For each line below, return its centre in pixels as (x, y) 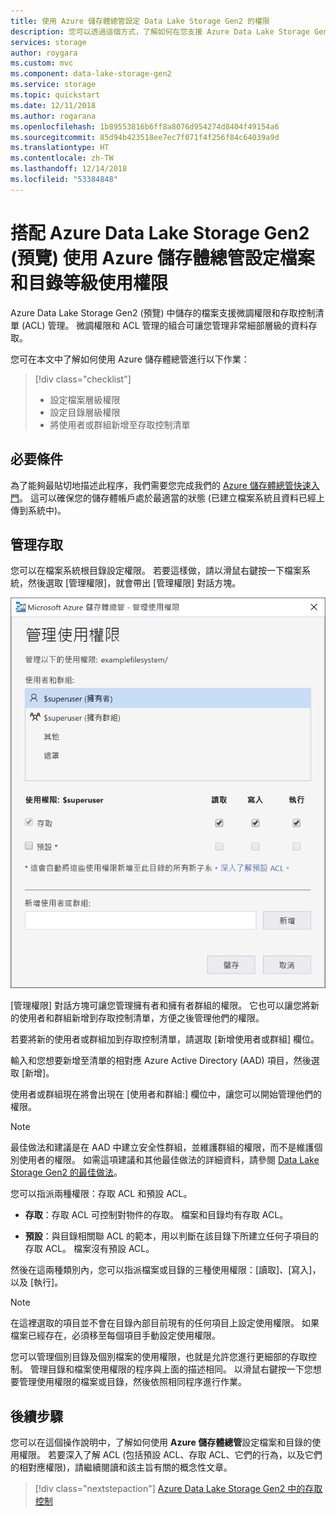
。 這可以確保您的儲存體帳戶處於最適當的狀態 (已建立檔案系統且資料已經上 (172, 497)
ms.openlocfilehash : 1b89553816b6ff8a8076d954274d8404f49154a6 (145, 126)
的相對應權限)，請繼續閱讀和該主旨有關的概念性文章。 (121, 1467)
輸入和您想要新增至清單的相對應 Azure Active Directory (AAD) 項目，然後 (161, 1061)
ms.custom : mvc (42, 63)
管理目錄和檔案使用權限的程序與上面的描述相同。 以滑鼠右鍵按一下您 (171, 1369)
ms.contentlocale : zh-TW (62, 158)
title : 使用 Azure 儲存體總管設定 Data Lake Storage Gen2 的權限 (140, 21)
